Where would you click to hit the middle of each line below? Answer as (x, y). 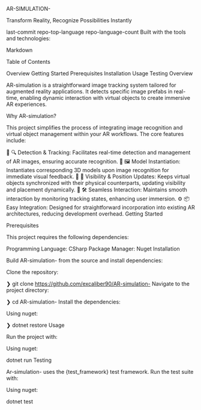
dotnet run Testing (29, 360)
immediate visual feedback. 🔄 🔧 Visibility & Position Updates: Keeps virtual (98, 176)
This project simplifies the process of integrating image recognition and (94, 128)
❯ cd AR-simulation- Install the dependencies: (64, 302)
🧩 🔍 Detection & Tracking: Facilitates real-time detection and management (98, 152)
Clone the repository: (32, 272)
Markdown (19, 50)
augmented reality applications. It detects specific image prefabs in (89, 92)
